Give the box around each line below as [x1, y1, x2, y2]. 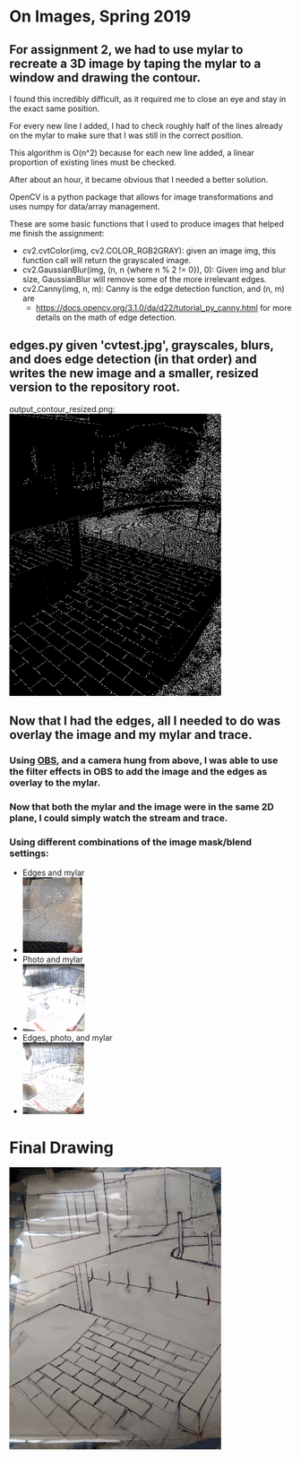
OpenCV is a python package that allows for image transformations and [9, 192, 273, 202]
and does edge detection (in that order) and [9, 352, 257, 367]
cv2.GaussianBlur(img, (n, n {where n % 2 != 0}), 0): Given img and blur [21, 264, 287, 275]
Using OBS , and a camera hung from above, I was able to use [9, 754, 279, 767]
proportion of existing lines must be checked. [9, 157, 176, 167]
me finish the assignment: [9, 228, 105, 238]
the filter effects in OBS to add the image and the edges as [9, 766, 268, 778]
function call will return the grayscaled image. [21, 255, 192, 265]
